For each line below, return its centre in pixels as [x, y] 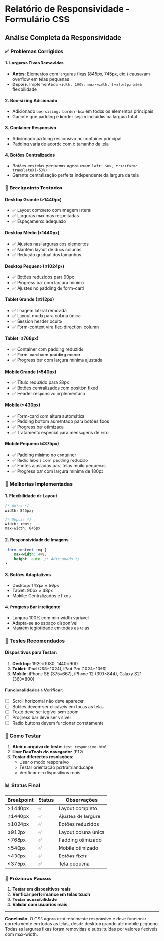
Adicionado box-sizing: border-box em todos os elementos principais [83, 111]
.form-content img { [26, 550]
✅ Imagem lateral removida [40, 311]
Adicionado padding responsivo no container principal [67, 139]
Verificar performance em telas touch [51, 894]
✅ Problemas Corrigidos [34, 51]
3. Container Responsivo [31, 127]
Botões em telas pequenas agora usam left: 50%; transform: [75, 166]
